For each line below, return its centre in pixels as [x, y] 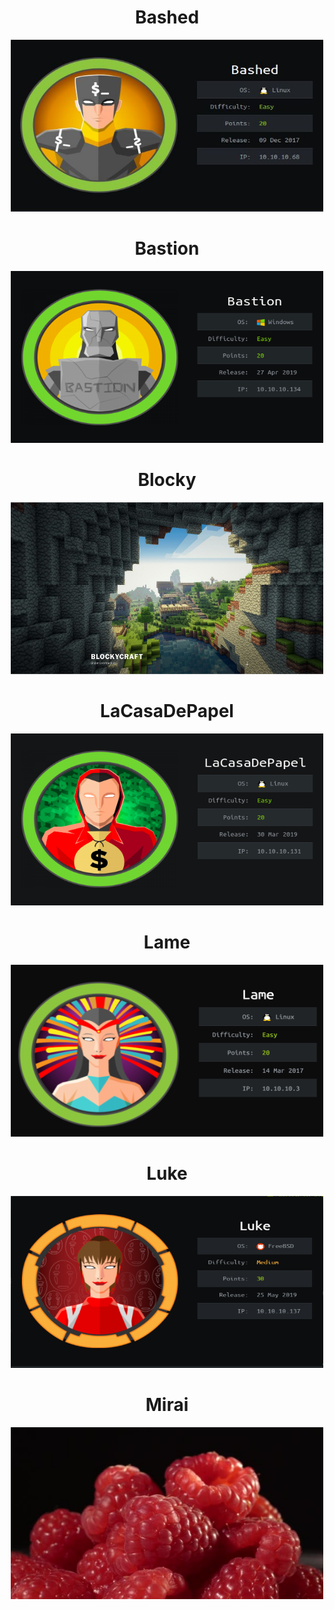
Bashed [167, 17]
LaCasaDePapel [167, 711]
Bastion [167, 248]
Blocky [167, 480]
